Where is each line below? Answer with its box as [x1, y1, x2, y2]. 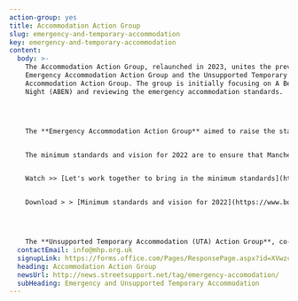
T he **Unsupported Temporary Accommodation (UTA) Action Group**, [25, 237, 276, 247]
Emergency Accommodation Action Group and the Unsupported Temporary [25, 71, 288, 80]
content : [9, 46, 42, 55]
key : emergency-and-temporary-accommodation [9, 37, 176, 47]
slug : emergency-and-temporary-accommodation [9, 29, 180, 38]
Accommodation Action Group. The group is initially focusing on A [25, 79, 279, 88]
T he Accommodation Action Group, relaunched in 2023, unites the [25, 63, 272, 72]
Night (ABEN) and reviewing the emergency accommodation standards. [25, 87, 284, 96]
